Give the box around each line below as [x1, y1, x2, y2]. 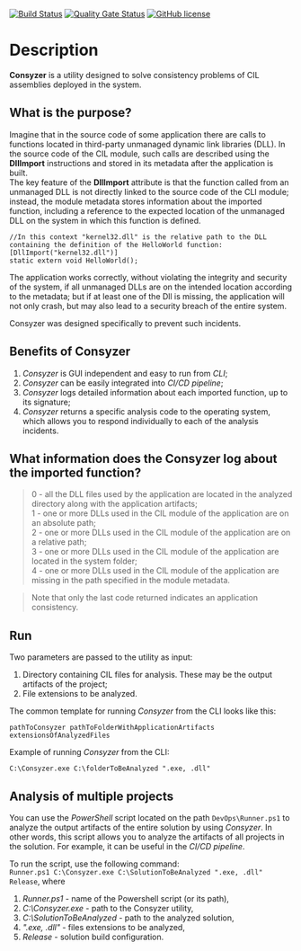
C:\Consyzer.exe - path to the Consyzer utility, [22, 903, 194, 913]
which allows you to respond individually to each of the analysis [22, 415, 259, 426]
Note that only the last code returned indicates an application [31, 592, 259, 603]
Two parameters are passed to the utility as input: [9, 652, 193, 662]
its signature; [22, 396, 71, 407]
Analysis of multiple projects [9, 788, 173, 804]
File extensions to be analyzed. [22, 689, 137, 699]
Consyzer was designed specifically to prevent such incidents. [9, 317, 242, 328]
